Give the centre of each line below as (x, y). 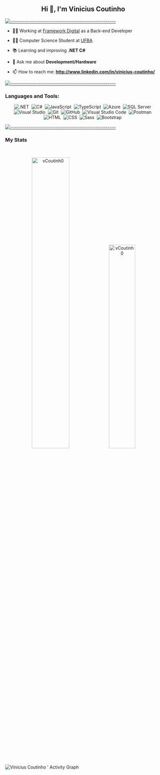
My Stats (16, 140)
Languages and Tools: (32, 96)
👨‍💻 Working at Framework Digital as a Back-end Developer (72, 31)
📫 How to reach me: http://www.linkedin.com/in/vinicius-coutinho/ (83, 71)
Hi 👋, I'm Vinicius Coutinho (83, 9)
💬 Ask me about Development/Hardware (54, 62)
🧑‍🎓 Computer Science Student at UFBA (52, 40)
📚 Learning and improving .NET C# (49, 50)
